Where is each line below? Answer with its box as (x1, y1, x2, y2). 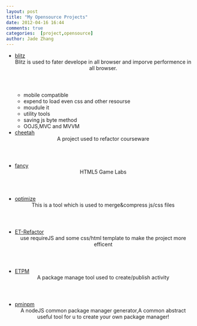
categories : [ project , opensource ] (6, 31, 94, 36)
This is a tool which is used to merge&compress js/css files (31, 201, 175, 208)
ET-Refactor (14, 228, 44, 235)
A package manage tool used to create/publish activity (37, 274, 169, 281)
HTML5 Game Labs (79, 168, 127, 175)
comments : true (6, 25, 44, 31)
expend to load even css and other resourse (23, 98, 131, 105)
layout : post (6, 8, 38, 15)
